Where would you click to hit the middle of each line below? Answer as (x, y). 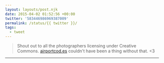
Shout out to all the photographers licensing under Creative (77, 46)
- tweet (17, 32)
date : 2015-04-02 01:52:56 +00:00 (40, 14)
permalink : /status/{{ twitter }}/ (41, 23)
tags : (10, 28)
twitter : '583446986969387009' (37, 18)
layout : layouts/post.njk (31, 9)
